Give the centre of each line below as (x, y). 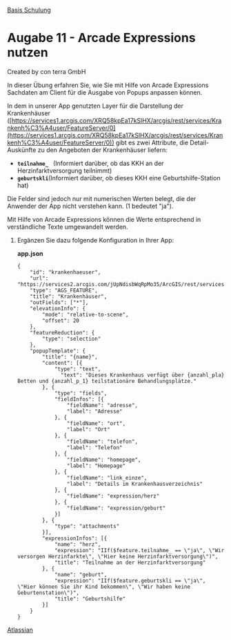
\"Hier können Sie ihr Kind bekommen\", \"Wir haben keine (104, 587)
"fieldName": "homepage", (104, 460)
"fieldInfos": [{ (79, 399)
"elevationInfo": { (58, 308)
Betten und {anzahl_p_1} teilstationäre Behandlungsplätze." (107, 381)
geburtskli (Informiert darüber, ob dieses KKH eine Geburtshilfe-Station (119, 178)
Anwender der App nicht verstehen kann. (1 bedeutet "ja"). (90, 206)
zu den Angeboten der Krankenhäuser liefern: (102, 150)
